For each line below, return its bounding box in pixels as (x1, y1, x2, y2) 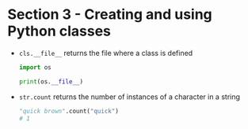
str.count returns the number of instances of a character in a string (18, 92, 241, 101)
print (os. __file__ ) (18, 77, 84, 86)
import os (18, 63, 52, 72)
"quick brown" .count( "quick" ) (18, 107, 120, 115)
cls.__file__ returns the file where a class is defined (18, 48, 193, 57)
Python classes (7, 22, 112, 40)
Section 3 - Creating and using (7, 6, 213, 24)
